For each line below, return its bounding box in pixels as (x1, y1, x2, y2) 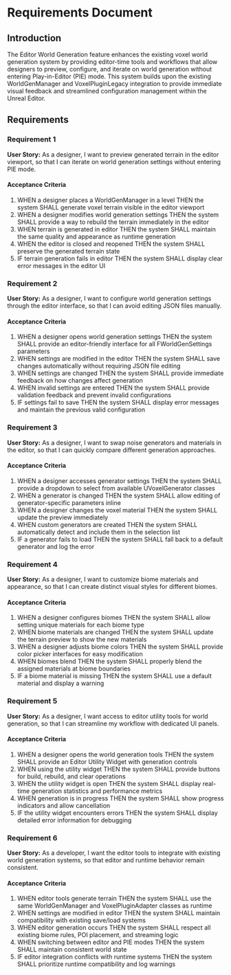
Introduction (7, 32, 62, 44)
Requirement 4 (7, 559, 58, 569)
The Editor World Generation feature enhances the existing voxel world (7, 50, 208, 58)
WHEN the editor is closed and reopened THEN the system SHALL (16, 239, 206, 248)
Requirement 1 (7, 135, 56, 144)
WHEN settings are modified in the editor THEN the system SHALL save (16, 355, 221, 363)
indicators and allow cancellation (16, 801, 111, 809)
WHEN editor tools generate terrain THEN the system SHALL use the (16, 895, 212, 903)
